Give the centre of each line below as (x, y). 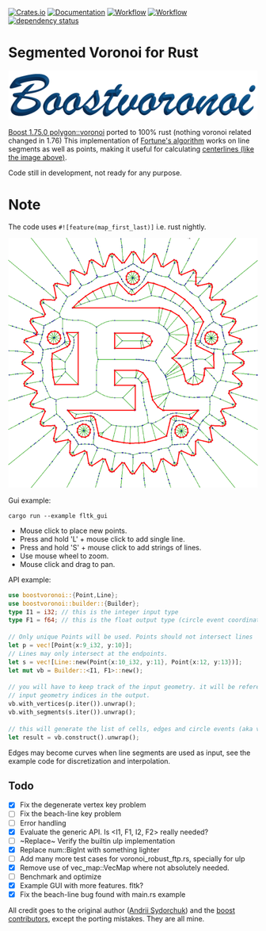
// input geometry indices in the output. (79, 695)
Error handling (43, 823)
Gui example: (30, 500)
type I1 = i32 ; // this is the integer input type (93, 612)
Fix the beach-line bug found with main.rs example (103, 895)
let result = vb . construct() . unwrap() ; (74, 738)
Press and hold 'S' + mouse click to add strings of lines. (110, 547)
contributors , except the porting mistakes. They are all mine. (106, 919)
